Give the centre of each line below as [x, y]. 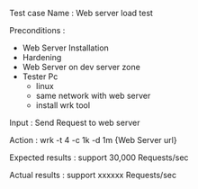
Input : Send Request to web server [75, 122]
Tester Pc [40, 76]
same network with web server [93, 95]
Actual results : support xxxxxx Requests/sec [93, 175]
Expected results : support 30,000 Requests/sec [99, 157]
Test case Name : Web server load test [81, 13]
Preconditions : [37, 30]
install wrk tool [63, 105]
